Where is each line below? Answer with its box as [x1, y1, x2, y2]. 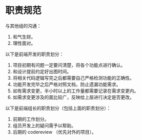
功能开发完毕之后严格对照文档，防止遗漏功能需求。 [12, 81, 121, 87]
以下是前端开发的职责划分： [5, 51, 64, 57]
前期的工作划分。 [12, 116, 49, 122]
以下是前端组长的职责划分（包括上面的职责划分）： [5, 105, 111, 111]
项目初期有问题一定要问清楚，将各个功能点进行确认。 [12, 62, 126, 68]
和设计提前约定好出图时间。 [12, 68, 72, 75]
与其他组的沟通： [5, 23, 42, 29]
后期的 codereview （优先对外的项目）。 [12, 129, 96, 135]
